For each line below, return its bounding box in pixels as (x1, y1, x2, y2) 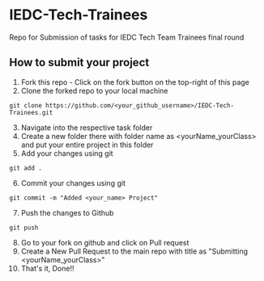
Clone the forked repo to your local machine (20, 86, 168, 95)
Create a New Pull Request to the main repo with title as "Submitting (20, 246, 249, 256)
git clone (9, 101, 43, 110)
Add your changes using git (20, 148, 113, 158)
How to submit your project (9, 56, 150, 69)
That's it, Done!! (20, 263, 75, 273)
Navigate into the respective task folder (20, 123, 153, 132)
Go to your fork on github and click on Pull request (20, 237, 189, 247)
